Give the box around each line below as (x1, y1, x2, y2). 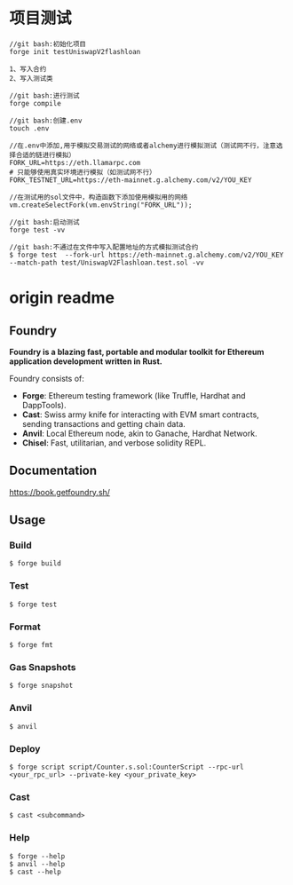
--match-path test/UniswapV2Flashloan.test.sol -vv (9, 258, 204, 267)
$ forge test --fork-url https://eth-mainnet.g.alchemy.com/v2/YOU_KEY (9, 250, 284, 259)
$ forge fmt (9, 641, 53, 650)
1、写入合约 (9, 64, 47, 74)
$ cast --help (9, 867, 62, 876)
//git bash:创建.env (9, 116, 83, 125)
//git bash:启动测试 (9, 217, 80, 226)
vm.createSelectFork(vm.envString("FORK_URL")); (9, 201, 193, 209)
